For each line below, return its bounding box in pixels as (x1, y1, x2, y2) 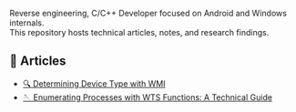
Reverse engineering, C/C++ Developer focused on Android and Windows (9, 8, 287, 18)
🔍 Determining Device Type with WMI (22, 77, 166, 89)
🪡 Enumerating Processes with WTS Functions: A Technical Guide (22, 91, 273, 103)
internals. (9, 17, 45, 28)
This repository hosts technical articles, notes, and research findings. (9, 27, 270, 37)
